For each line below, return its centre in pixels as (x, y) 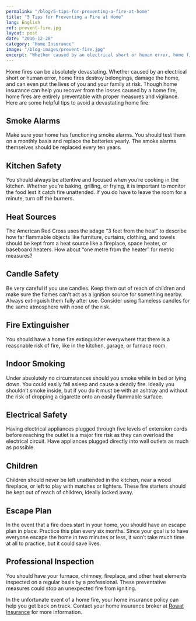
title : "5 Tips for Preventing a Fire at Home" (65, 17)
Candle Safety (33, 274)
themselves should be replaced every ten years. (64, 147)
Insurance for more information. (44, 612)
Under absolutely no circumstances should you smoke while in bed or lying (96, 378)
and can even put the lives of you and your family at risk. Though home (92, 84)
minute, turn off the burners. (40, 199)
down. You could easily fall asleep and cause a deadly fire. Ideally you (90, 384)
